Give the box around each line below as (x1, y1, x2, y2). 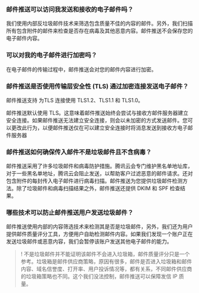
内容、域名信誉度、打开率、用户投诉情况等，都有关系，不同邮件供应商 (20, 266, 192, 273)
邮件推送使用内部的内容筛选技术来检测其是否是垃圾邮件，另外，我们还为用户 (6, 223, 193, 230)
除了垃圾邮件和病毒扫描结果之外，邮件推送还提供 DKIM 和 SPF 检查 (16, 185, 181, 192)
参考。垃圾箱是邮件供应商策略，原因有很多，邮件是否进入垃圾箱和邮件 (20, 258, 192, 265)
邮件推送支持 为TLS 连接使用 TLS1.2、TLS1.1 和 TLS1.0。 (6, 96, 144, 103)
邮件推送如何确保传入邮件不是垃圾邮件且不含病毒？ (6, 147, 152, 156)
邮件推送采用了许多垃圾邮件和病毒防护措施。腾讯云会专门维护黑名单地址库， (6, 162, 193, 170)
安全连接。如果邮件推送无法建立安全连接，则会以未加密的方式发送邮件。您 (6, 116, 188, 124)
